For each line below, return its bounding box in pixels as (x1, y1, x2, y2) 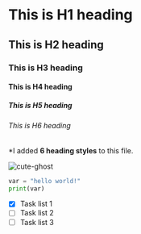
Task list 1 (19, 199, 53, 209)
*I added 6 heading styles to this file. (8, 145, 134, 155)
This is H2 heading (8, 38, 105, 52)
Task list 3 (19, 217, 55, 227)
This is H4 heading (8, 82, 73, 92)
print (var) (8, 184, 45, 193)
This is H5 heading (8, 100, 73, 110)
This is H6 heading (8, 121, 71, 131)
